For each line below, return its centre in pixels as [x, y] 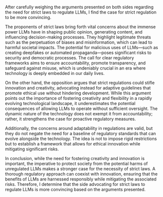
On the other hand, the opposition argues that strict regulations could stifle [80, 83]
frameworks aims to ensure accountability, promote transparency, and [75, 63]
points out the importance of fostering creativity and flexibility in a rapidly [79, 98]
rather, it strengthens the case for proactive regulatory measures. [71, 119]
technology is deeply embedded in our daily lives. [55, 73]
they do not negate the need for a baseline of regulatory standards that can [81, 134]
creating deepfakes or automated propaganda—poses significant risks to [78, 53]
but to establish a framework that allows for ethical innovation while [73, 144]
